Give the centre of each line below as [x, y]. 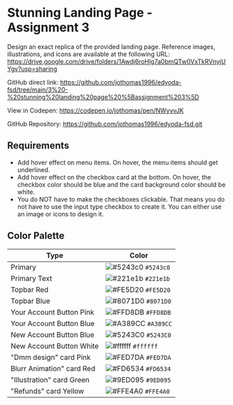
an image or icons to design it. [60, 214]
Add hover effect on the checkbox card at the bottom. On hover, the [114, 177]
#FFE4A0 [157, 391]
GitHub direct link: [33, 82]
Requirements [38, 146]
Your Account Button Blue [53, 323]
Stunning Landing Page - [80, 13]
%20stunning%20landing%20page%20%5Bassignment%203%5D [103, 97]
